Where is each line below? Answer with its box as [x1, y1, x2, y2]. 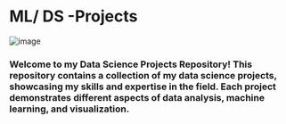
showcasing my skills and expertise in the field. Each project [9, 80, 276, 93]
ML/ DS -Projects [9, 6, 138, 27]
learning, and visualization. [9, 103, 130, 115]
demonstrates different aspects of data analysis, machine [9, 91, 266, 103]
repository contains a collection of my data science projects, [9, 69, 278, 81]
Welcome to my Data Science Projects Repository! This [9, 58, 252, 70]
